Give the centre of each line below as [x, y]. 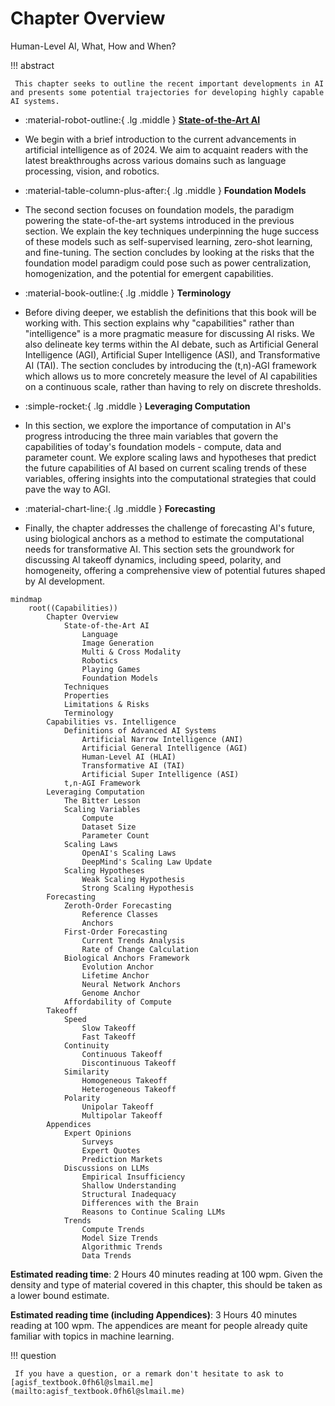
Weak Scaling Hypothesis [133, 879]
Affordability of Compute [117, 1002]
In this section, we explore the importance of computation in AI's [158, 425]
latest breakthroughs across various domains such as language [155, 160]
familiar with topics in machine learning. [92, 1336]
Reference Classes [120, 914]
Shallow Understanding [129, 1185]
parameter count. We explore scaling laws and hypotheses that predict [170, 457]
